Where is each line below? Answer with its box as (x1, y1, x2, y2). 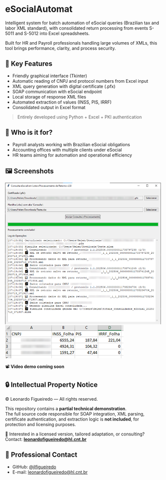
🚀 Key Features (5, 59, 53, 68)
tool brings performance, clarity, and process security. (5, 45, 116, 51)
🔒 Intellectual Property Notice (5, 380, 98, 389)
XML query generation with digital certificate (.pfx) (12, 83, 116, 89)
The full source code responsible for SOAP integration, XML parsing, (5, 411, 145, 417)
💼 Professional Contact (5, 451, 78, 459)
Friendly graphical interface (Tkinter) (12, 73, 87, 79)
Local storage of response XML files (12, 94, 86, 100)
